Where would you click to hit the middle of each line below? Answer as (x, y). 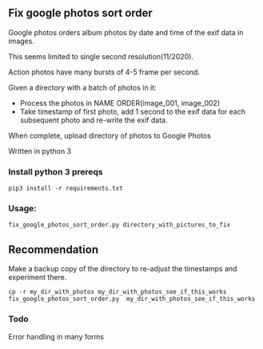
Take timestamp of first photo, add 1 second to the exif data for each (133, 111)
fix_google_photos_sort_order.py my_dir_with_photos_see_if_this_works (132, 299)
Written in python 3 (40, 150)
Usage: (23, 209)
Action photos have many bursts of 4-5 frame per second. (104, 72)
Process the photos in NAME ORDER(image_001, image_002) (120, 102)
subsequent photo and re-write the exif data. (94, 120)
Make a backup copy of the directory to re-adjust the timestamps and (123, 269)
